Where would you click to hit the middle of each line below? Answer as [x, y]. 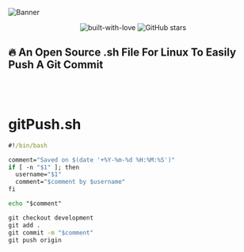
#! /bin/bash [28, 145]
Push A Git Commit [56, 65]
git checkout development [51, 218]
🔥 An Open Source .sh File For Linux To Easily [122, 53]
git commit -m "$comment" [51, 233]
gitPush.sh [45, 124]
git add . [25, 225]
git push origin [35, 240]
